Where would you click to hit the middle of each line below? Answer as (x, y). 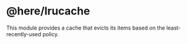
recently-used (24, 34)
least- (174, 28)
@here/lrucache (48, 11)
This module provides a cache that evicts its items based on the (86, 28)
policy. (51, 34)
